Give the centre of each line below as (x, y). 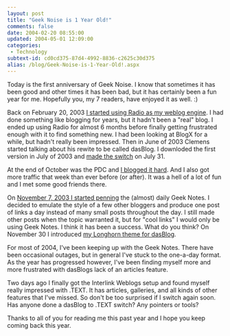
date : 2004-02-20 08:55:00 (46, 33)
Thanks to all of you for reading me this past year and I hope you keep (106, 318)
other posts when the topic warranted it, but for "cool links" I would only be (113, 219)
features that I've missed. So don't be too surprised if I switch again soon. (112, 297)
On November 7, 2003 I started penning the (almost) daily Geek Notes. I (108, 198)
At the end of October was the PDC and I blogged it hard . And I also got (108, 169)
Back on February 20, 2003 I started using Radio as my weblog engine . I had (115, 112)
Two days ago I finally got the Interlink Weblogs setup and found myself (108, 282)
